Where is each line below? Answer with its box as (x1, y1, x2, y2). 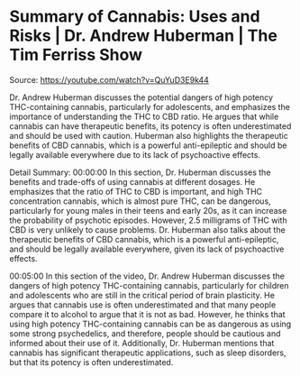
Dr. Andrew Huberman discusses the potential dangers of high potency (9, 92, 273, 103)
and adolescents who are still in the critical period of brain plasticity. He (9, 289, 275, 300)
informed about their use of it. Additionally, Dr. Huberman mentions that (9, 337, 275, 348)
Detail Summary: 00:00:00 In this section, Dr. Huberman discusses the (9, 167, 271, 178)
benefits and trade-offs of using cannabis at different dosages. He (9, 176, 256, 187)
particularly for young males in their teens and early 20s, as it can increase (9, 205, 287, 216)
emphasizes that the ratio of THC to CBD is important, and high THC (9, 186, 263, 197)
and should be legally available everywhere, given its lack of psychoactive (9, 243, 285, 254)
